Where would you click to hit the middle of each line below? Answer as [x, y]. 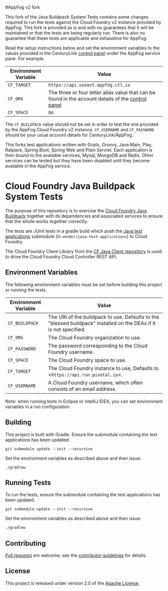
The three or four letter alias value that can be [102, 92]
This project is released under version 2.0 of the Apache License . [72, 583]
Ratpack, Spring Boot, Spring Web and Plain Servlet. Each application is [79, 150]
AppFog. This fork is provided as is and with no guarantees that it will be [79, 28]
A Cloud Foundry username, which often [96, 383]
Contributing [25, 543]
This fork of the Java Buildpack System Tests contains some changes [77, 17]
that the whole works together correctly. [47, 221]
